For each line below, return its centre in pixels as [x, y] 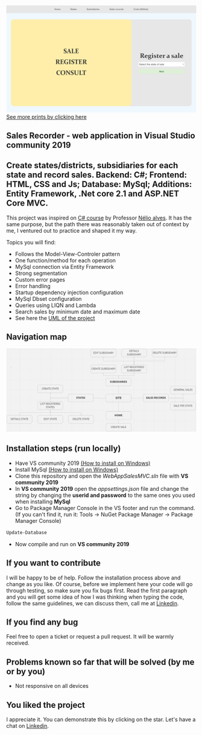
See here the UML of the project [55, 318]
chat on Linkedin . [28, 725]
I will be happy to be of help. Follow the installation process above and [93, 578]
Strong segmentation [41, 273]
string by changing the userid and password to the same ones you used [105, 495]
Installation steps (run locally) [64, 449]
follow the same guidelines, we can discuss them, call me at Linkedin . [93, 603]
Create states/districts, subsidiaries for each [92, 166]
